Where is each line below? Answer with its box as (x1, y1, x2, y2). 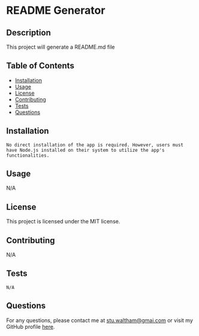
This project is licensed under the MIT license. (6, 218, 120, 225)
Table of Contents (6, 61, 75, 71)
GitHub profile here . (6, 323, 55, 330)
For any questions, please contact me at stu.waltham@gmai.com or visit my (6, 316, 194, 324)
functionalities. (6, 152, 50, 158)
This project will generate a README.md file (6, 43, 115, 50)
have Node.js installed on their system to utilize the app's (6, 147, 165, 153)
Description (6, 28, 51, 38)
